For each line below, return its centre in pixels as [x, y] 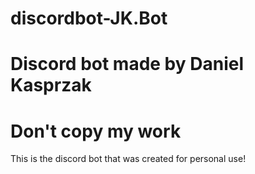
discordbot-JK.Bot [89, 18]
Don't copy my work [96, 131]
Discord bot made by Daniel [127, 64]
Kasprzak [51, 85]
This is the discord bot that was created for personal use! [128, 159]
